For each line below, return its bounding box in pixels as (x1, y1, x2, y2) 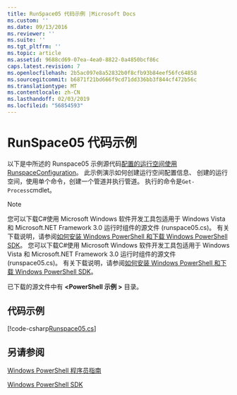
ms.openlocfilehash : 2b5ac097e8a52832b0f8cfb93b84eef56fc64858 (7, 69, 197, 76)
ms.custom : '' (7, 17, 49, 24)
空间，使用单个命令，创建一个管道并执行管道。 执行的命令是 (7, 177, 182, 186)
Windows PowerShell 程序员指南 (7, 366, 102, 375)
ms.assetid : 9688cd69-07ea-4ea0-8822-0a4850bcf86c (7, 56, 159, 63)
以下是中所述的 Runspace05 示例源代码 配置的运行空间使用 (7, 159, 178, 168)
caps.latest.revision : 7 (7, 63, 80, 70)
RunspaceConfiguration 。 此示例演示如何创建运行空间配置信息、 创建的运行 (7, 168, 228, 176)
